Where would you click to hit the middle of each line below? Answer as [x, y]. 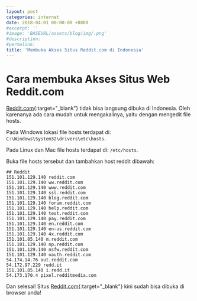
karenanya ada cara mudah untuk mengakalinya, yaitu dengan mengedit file [98, 114]
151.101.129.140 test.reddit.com [47, 213]
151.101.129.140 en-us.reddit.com [49, 229]
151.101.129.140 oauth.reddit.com [49, 254]
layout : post [22, 12]
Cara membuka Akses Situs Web [88, 79]
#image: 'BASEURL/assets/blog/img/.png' [57, 34]
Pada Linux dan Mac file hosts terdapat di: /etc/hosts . [72, 150]
